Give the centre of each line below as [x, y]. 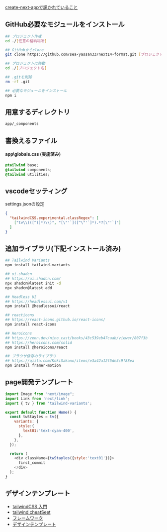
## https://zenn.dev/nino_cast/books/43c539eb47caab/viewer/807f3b [77, 338]
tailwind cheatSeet [31, 512]
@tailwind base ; [22, 165]
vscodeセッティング [37, 191]
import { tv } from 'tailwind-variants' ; [49, 403]
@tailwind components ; [29, 170]
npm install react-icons [31, 324]
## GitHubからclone [25, 50]
